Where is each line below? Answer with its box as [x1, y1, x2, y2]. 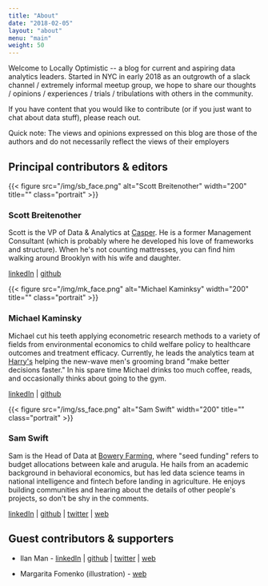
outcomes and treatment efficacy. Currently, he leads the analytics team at [8, 348, 254, 357]
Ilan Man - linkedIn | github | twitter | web [19, 553, 156, 563]
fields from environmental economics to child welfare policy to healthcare [8, 339, 250, 349]
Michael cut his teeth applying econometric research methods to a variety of [8, 331, 261, 341]
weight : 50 [8, 42, 45, 50]
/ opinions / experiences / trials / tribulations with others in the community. [8, 89, 254, 98]
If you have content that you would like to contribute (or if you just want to [8, 105, 252, 114]
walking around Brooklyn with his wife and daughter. [8, 253, 182, 263]
